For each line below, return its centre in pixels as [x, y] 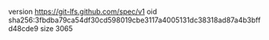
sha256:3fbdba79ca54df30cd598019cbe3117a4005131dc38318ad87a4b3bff [134, 20]
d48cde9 [23, 28]
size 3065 [56, 28]
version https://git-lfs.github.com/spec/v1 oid [83, 12]
